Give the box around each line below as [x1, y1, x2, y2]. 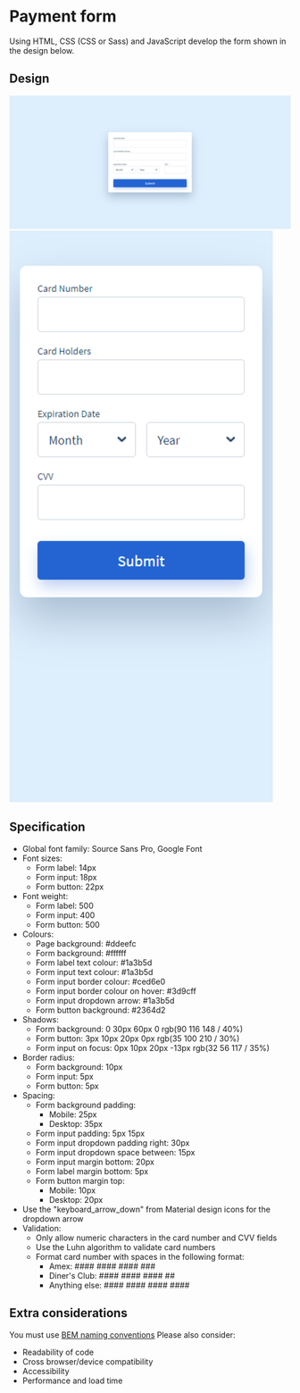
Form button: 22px [35, 881, 104, 892]
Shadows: [21, 1013, 60, 1024]
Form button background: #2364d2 [35, 1005, 166, 1015]
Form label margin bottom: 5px [35, 1165, 149, 1176]
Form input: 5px [35, 1071, 94, 1081]
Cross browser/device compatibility [21, 1355, 154, 1367]
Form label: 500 [35, 900, 94, 911]
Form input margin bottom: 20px [35, 1156, 154, 1167]
